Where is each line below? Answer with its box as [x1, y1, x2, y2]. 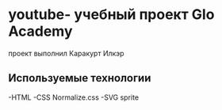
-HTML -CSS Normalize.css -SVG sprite [8, 93, 140, 102]
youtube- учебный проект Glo [8, 6, 215, 24]
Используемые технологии [8, 71, 151, 85]
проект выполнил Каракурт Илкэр [8, 48, 124, 58]
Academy [8, 22, 73, 40]
